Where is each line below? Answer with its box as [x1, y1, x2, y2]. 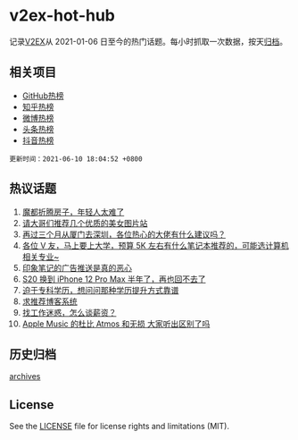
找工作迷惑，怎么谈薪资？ [21, 307, 117, 317]
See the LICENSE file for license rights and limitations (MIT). [9, 421, 230, 432]
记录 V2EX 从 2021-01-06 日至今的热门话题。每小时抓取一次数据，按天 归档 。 [9, 36, 288, 47]
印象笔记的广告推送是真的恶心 [21, 262, 132, 273]
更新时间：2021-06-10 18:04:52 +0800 [9, 154, 143, 164]
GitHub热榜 [21, 90, 64, 101]
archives [9, 371, 41, 382]
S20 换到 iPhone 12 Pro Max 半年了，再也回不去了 [21, 274, 206, 284]
